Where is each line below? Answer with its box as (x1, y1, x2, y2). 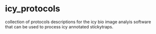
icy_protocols (5, 3, 60, 14)
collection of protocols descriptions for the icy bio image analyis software (5, 19, 151, 25)
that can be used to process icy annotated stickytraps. (5, 24, 113, 29)
